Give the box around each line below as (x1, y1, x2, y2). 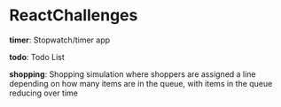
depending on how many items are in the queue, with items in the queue (9, 78, 273, 88)
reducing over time (9, 88, 78, 98)
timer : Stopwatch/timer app (9, 34, 111, 45)
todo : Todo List (9, 51, 65, 62)
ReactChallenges (9, 5, 138, 26)
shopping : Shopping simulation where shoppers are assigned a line (9, 68, 256, 80)
